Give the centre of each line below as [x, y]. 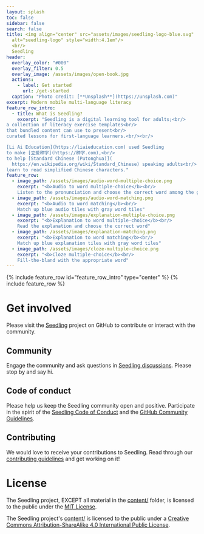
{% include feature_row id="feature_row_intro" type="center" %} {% [92, 278]
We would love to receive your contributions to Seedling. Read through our [100, 452]
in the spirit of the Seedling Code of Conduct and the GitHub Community [97, 412]
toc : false [20, 18]
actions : [23, 80]
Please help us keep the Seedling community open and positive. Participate [101, 405]
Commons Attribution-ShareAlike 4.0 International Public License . [88, 525]
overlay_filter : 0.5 [38, 68]
